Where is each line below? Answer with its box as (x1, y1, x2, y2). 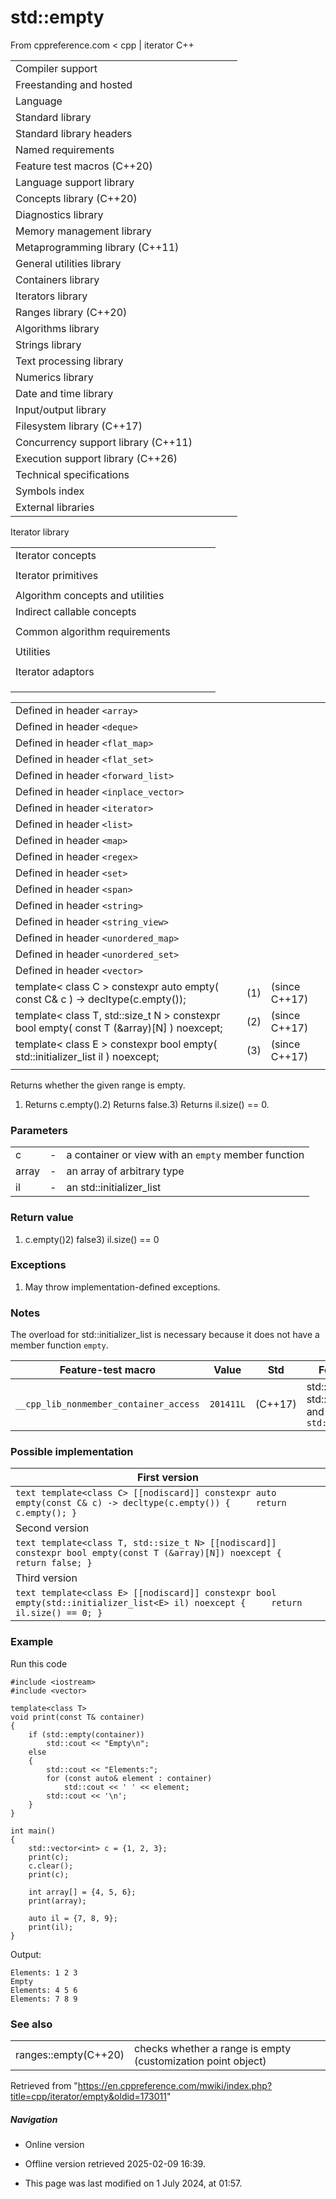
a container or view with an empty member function (66, 1148, 305, 1162)
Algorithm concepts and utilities (15, 588, 165, 602)
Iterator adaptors (15, 664, 95, 678)
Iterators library (15, 289, 88, 303)
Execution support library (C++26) (15, 451, 178, 465)
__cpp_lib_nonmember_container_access (15, 1399, 200, 1410)
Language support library (15, 175, 135, 189)
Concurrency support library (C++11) (15, 435, 193, 449)
